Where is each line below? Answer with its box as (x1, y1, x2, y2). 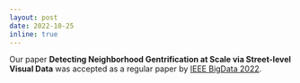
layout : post (9, 12, 58, 22)
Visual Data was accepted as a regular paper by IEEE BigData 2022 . (9, 63, 262, 74)
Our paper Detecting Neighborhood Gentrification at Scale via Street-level (9, 54, 292, 65)
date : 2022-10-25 (9, 21, 75, 30)
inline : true (9, 29, 58, 38)
